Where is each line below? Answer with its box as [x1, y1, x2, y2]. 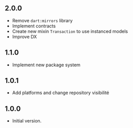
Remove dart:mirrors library [12, 17, 73, 23]
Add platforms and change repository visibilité [12, 90, 110, 96]
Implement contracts [12, 23, 56, 29]
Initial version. [12, 118, 42, 124]
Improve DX [12, 33, 37, 39]
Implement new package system [12, 62, 81, 68]
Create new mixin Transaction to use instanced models [12, 28, 128, 34]
